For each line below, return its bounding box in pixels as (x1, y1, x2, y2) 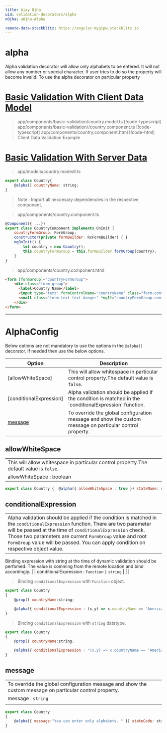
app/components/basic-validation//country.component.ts (17, 124, 135, 130)
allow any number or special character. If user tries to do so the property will (5, 69, 162, 75)
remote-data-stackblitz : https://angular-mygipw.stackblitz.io (5, 25, 139, 30)
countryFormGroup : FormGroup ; (14, 230, 77, 235)
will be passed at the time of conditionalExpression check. (7, 527, 145, 534)
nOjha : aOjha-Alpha (5, 16, 46, 21)
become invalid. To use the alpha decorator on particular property (5, 74, 140, 80)
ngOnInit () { (14, 240, 41, 245)
